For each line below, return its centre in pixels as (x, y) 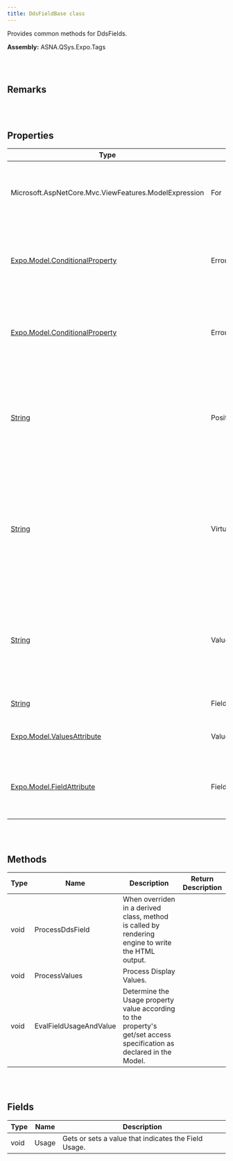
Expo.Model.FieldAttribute (53, 787)
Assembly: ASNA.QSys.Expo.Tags (57, 47)
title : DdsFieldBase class (46, 14)
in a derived (142, 908)
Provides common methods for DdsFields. (67, 33)
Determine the (146, 991)
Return (202, 879)
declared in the (147, 1052)
